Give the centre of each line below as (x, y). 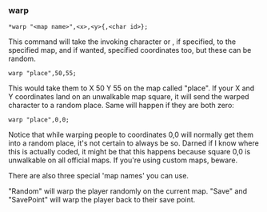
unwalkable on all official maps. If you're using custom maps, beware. (123, 160)
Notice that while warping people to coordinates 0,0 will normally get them (131, 135)
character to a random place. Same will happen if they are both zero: (121, 106)
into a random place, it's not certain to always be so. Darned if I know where (134, 143)
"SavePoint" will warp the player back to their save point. (102, 200)
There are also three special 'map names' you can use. (99, 176)
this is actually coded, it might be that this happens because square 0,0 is (130, 152)
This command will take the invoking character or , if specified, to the (122, 42)
